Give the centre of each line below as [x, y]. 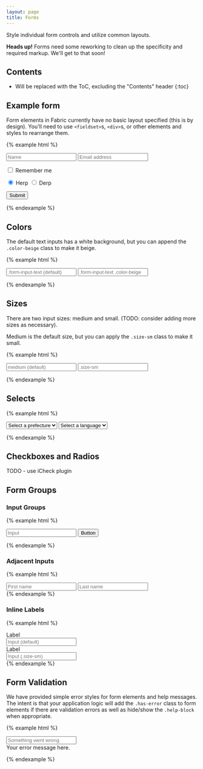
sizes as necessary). [32, 325]
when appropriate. [29, 716]
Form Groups [32, 490]
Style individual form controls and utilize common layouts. [78, 35]
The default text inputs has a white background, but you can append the [96, 241]
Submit [17, 195]
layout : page [23, 12]
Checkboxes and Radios [53, 456]
